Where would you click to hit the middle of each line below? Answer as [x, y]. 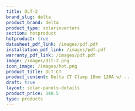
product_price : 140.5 [33, 93]
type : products [25, 99]
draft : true [21, 83]
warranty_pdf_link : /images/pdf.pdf [51, 55]
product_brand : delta [33, 22]
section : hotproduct [31, 33]
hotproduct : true [27, 39]
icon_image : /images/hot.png [42, 66]
